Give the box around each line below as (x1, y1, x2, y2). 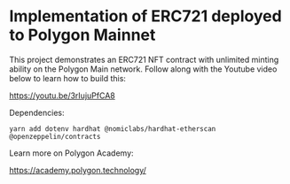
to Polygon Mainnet (9, 25, 156, 45)
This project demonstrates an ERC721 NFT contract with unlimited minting (9, 54, 279, 65)
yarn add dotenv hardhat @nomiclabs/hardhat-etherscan (9, 124, 216, 134)
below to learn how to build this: (9, 73, 127, 83)
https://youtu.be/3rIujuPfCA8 (9, 90, 115, 101)
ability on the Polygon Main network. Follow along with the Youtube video (9, 64, 278, 74)
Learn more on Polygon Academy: (9, 148, 135, 158)
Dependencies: (9, 107, 65, 118)
